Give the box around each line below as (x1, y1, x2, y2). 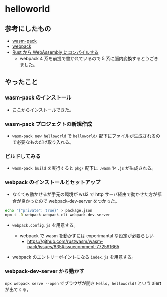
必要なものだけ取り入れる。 (16, 139, 74, 145)
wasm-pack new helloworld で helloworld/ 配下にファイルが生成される (12, 133, 156, 139)
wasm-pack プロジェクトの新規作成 (5, 120, 92, 127)
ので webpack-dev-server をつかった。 (38, 197, 120, 204)
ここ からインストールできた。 (12, 107, 74, 113)
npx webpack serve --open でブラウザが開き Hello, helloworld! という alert (5, 280, 161, 286)
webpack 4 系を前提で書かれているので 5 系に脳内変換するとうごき (19, 56, 159, 61)
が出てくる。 (5, 286, 31, 292)
